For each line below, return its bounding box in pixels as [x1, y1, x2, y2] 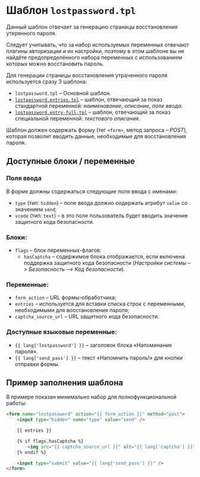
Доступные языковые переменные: [6, 328, 117, 336]
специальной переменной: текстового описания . [14, 114, 140, 122]
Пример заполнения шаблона [6, 378, 123, 388]
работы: [6, 400, 27, 407]
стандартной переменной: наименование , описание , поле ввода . [14, 102, 183, 109]
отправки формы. [14, 360, 60, 367]
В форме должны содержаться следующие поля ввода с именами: [6, 188, 177, 195]
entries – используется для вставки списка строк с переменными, [14, 300, 186, 307]
